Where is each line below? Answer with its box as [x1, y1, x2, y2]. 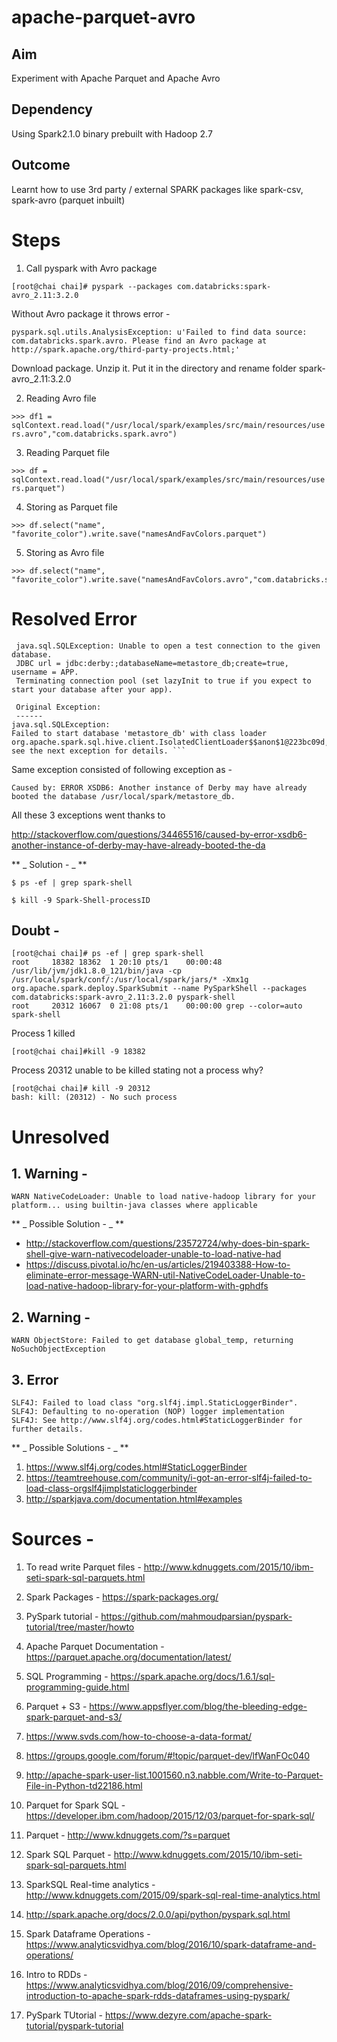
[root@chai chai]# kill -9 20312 [11, 1084, 151, 1094]
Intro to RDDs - [25, 1968, 88, 1980]
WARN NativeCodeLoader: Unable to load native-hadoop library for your [11, 1192, 316, 1202]
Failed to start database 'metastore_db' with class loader [11, 728, 268, 738]
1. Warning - [11, 1165, 88, 1182]
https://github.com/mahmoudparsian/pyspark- [100, 1610, 293, 1622]
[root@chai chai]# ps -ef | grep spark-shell [11, 949, 204, 959]
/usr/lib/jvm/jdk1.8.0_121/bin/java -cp [11, 966, 183, 976]
